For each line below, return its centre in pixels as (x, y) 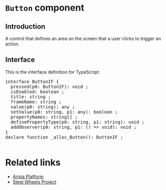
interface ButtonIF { (32, 81)
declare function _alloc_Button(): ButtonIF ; (64, 137)
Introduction (25, 27)
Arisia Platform (28, 176)
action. (12, 44)
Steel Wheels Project (35, 182)
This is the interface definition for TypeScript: (53, 72)
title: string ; (31, 97)
